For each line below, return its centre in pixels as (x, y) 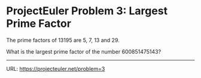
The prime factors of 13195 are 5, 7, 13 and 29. (63, 40)
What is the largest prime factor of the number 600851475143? (84, 51)
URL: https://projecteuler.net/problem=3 (56, 68)
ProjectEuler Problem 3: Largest (87, 11)
